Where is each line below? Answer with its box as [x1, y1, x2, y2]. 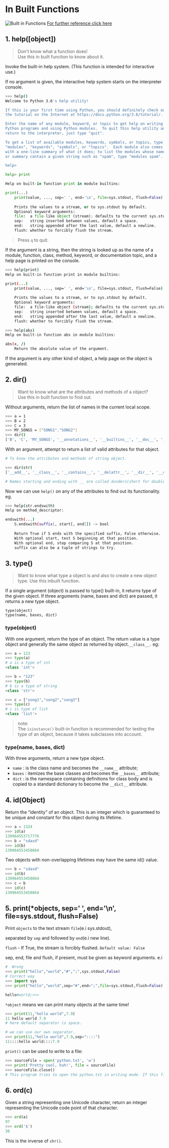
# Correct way [5, 974, 35, 979]
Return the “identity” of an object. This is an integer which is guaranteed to [5, 809, 160, 815]
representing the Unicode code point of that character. [5, 1105, 118, 1111]
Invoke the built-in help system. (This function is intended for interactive [5, 63, 154, 69]
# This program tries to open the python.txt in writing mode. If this [5, 1072, 158, 1077]
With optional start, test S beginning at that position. [14, 536, 138, 541]
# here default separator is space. [5, 1021, 82, 1026]
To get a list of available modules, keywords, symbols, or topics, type [5, 140, 163, 145]
